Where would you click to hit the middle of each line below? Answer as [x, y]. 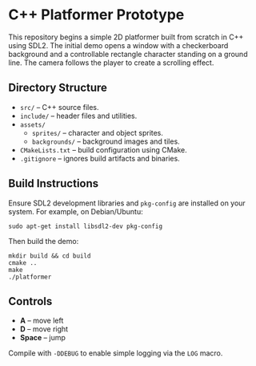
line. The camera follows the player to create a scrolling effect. [111, 63]
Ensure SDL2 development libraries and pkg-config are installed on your [127, 203]
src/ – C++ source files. [59, 107]
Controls [30, 301]
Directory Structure [58, 88]
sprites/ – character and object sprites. [98, 132]
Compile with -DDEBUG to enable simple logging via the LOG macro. [116, 353]
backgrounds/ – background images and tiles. [106, 141]
